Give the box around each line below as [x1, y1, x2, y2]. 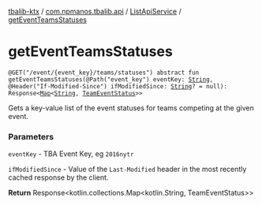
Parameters [8, 131, 54, 142]
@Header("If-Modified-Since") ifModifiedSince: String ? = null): [8, 82, 227, 90]
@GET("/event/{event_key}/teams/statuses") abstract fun [8, 69, 200, 76]
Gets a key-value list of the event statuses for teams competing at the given [8, 102, 254, 113]
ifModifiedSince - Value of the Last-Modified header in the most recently [8, 165, 247, 174]
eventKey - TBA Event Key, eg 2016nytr [8, 149, 134, 158]
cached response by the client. [8, 173, 109, 182]
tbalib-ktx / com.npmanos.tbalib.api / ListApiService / [8, 7, 182, 16]
